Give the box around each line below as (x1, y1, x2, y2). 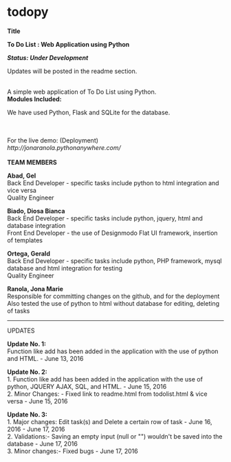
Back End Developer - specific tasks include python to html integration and (7, 178, 219, 187)
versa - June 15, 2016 (7, 397, 68, 405)
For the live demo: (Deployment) (7, 136, 98, 145)
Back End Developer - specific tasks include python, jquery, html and (7, 214, 203, 222)
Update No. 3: (7, 410, 48, 419)
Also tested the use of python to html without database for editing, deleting (7, 299, 220, 307)
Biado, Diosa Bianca (7, 207, 65, 215)
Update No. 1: (7, 339, 47, 348)
